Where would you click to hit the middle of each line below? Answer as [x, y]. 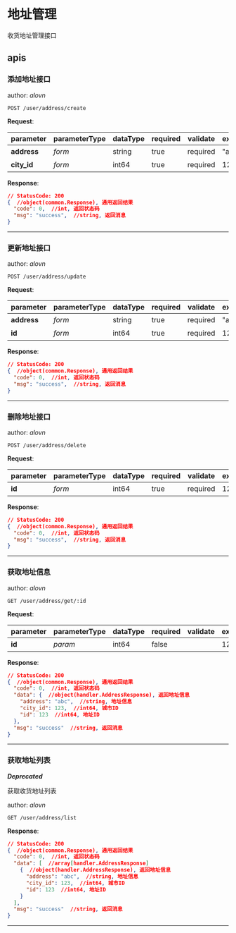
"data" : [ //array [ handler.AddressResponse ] [81, 864]
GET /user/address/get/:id [47, 601]
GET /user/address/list [42, 818]
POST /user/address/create [47, 108]
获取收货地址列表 [32, 791]
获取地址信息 [29, 572]
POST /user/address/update [47, 277]
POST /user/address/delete [47, 445]
